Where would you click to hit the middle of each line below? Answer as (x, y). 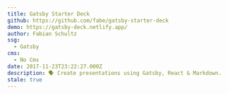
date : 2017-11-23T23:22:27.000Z (55, 66)
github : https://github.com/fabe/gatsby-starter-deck (88, 20)
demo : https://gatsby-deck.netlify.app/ (68, 27)
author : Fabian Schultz (42, 34)
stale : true (25, 80)
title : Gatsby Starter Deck (49, 14)
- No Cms (26, 60)
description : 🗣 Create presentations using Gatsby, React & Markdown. (115, 73)
